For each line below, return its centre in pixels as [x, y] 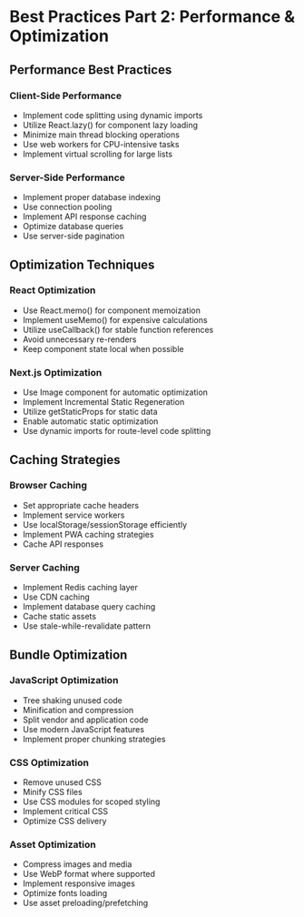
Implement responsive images [79, 883]
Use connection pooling [67, 207]
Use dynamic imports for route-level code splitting [117, 431]
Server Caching [44, 568]
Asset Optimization [53, 845]
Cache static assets [59, 617]
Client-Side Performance [66, 96]
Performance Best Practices [91, 70]
